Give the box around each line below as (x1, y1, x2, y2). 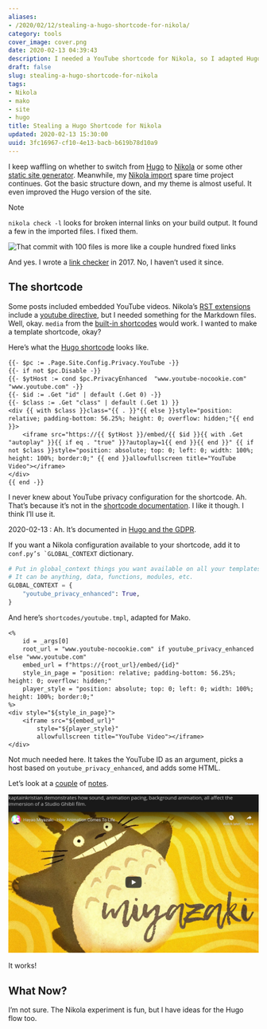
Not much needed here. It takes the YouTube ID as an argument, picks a (8, 754, 244, 764)
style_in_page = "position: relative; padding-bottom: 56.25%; (22, 669, 237, 677)
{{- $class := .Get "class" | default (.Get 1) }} (8, 398, 180, 406)
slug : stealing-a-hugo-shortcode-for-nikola (8, 72, 158, 80)
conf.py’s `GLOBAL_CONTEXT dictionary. (8, 548, 134, 558)
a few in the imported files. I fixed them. (8, 226, 138, 236)
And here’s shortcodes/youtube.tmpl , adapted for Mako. (8, 612, 191, 622)
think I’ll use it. (8, 509, 56, 518)
